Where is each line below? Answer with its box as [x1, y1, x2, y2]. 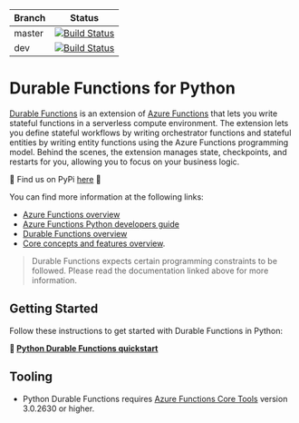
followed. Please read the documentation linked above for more [31, 265, 269, 276]
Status [70, 12, 100, 24]
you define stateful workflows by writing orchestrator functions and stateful [9, 127, 292, 138]
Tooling [9, 369, 53, 385]
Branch [14, 12, 46, 24]
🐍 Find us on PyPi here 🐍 [9, 173, 101, 184]
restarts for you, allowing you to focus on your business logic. [9, 156, 240, 167]
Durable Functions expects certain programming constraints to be [31, 255, 278, 266]
